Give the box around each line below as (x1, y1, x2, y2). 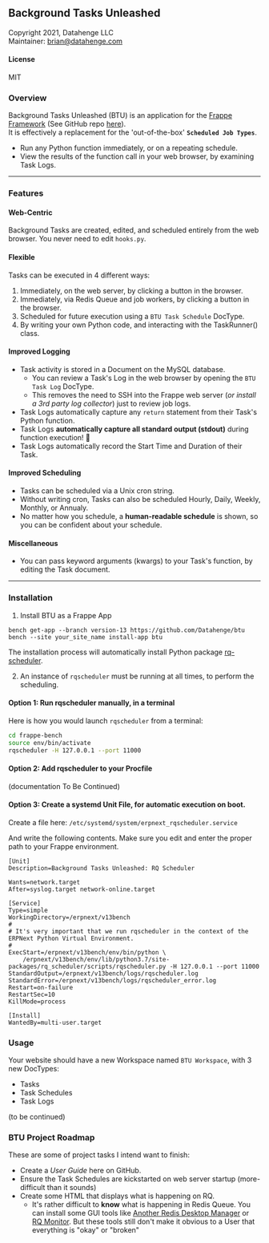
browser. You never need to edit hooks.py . (8, 234, 147, 244)
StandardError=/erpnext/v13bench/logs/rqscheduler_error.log (8, 976, 217, 985)
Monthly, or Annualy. (19, 503, 89, 512)
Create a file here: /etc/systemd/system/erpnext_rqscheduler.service (8, 817, 238, 827)
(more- (237, 1174, 261, 1184)
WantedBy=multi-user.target (8, 1018, 102, 1026)
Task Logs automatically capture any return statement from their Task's (19, 407, 258, 416)
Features (8, 188, 44, 199)
